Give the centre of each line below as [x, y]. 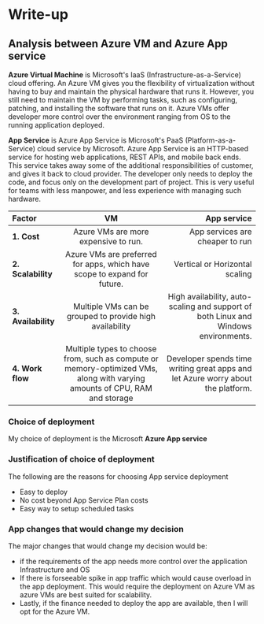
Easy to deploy [44, 492]
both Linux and [224, 316]
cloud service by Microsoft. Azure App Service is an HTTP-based [143, 149]
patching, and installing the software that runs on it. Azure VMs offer [119, 108]
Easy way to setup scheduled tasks [77, 508]
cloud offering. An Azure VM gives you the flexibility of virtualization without [132, 83]
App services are [220, 232]
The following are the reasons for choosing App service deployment [118, 476]
